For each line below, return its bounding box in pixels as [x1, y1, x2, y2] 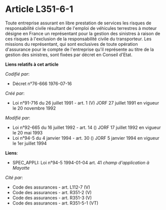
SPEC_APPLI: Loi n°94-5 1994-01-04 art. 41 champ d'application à [12, 159, 150, 165]
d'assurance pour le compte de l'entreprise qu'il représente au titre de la [5, 46, 154, 52]
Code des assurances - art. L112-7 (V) [12, 184, 91, 190]
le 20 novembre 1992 [12, 105, 56, 111]
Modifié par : [5, 114, 31, 120]
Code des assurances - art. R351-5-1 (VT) [12, 200, 99, 206]
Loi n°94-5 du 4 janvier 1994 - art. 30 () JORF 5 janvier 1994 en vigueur [12, 135, 160, 141]
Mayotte [12, 165, 30, 171]
